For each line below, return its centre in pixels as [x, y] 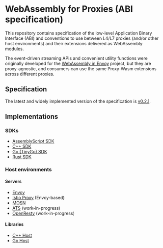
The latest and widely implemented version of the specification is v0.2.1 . [78, 101]
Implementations [32, 117]
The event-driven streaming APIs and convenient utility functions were [77, 58]
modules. [14, 49]
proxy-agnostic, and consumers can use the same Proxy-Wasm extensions [81, 69]
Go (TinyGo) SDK [30, 152]
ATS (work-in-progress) [36, 208]
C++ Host [22, 235]
